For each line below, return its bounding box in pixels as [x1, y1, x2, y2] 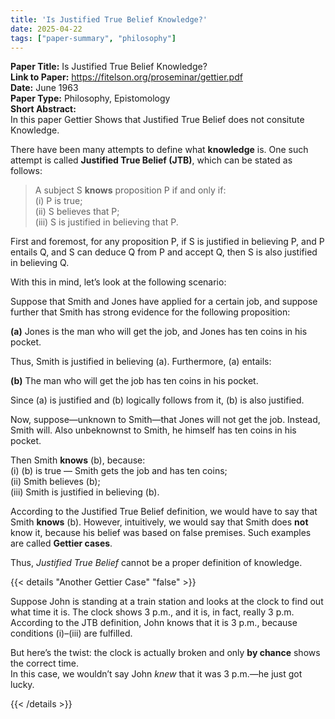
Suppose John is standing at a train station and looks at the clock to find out [10, 596, 324, 608]
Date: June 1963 [10, 82, 79, 94]
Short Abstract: [10, 103, 77, 115]
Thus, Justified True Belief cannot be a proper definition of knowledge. [10, 557, 303, 569]
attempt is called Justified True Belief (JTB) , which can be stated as [10, 154, 293, 166]
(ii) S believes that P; [34, 206, 120, 218]
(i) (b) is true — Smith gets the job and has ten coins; [10, 465, 228, 477]
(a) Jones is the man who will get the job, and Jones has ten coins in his [10, 326, 308, 338]
